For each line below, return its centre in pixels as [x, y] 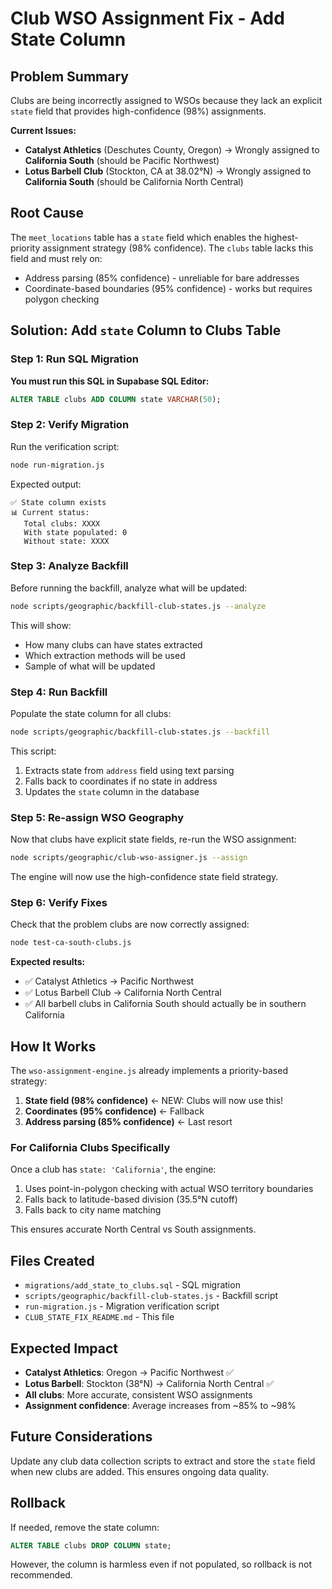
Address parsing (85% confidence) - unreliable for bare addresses [162, 278]
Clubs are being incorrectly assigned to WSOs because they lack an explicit [166, 100]
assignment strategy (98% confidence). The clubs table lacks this [178, 248]
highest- [281, 237]
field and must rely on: [56, 258]
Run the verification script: [65, 446]
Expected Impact [64, 1348]
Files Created [52, 1260]
